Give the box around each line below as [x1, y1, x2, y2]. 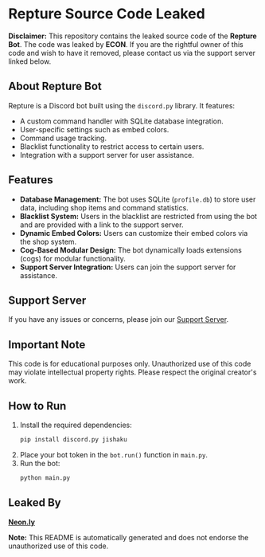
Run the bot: [19, 458, 60, 468]
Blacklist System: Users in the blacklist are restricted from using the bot [19, 211, 257, 221]
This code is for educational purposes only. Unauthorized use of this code [8, 359, 251, 369]
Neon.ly [8, 517, 36, 527]
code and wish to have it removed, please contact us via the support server [8, 48, 256, 57]
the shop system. [19, 237, 77, 246]
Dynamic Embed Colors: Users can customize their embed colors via [19, 228, 248, 237]
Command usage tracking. [19, 133, 107, 143]
